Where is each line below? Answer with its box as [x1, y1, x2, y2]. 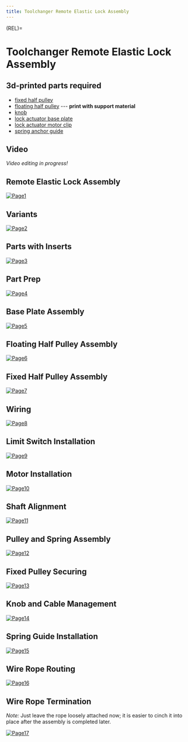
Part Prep [6, 274, 41, 284]
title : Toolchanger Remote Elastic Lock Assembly [6, 8, 130, 15]
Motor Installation [6, 469, 72, 479]
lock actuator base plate [14, 115, 73, 122]
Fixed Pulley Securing [6, 566, 87, 576]
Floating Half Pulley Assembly [6, 339, 118, 349]
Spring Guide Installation [6, 631, 98, 641]
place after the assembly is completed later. [6, 718, 112, 726]
